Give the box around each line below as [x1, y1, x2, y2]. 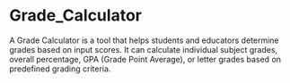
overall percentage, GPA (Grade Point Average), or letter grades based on [9, 54, 281, 64]
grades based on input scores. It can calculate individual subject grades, [9, 44, 278, 54]
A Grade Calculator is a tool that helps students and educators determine [9, 35, 279, 46]
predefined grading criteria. [9, 63, 111, 74]
